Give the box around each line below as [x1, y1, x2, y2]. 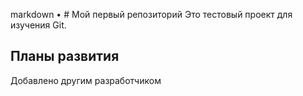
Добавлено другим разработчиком [10, 74, 162, 86]
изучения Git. [10, 19, 67, 31]
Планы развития [10, 48, 120, 65]
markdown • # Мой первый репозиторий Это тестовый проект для [10, 9, 293, 20]
